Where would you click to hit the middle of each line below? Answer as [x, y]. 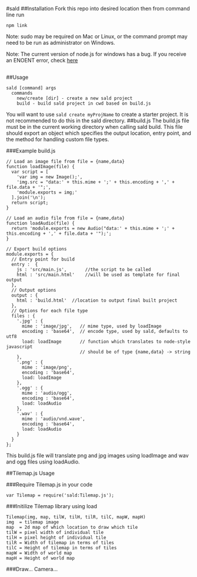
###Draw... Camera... [32, 569]
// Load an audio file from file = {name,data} [66, 218]
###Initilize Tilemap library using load [52, 506]
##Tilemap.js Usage [30, 473]
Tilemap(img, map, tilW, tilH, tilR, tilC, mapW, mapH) [76, 517]
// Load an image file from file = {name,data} [66, 162]
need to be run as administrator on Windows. [61, 43]
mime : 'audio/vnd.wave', [53, 419]
